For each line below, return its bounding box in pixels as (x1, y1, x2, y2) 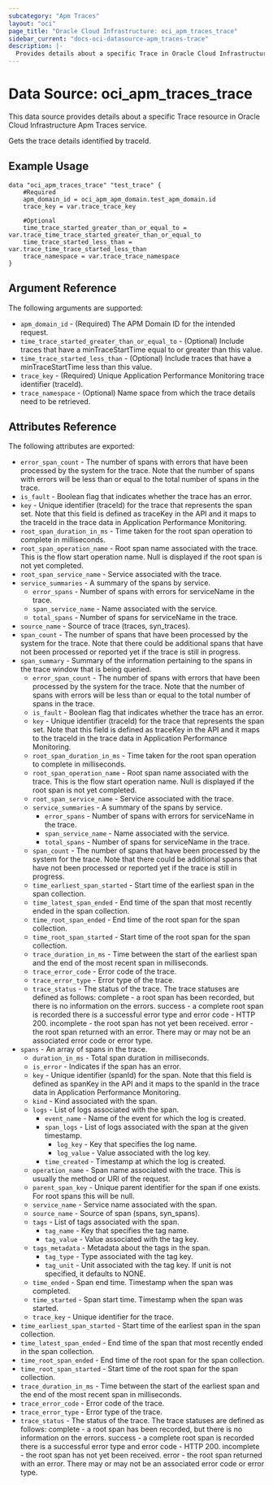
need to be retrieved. (19, 396, 91, 406)
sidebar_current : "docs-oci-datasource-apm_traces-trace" (8, 34, 209, 43)
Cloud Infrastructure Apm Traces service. (8, 119, 148, 130)
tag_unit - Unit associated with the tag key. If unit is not (44, 1261, 232, 1270)
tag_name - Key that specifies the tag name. (44, 1226, 189, 1235)
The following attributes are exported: (8, 441, 135, 451)
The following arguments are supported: (8, 302, 144, 313)
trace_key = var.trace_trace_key (23, 202, 136, 211)
